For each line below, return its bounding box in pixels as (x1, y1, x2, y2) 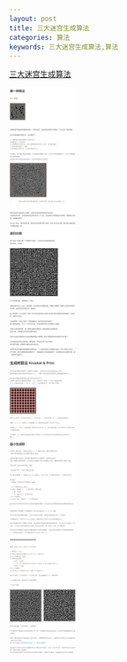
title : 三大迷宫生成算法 (9, 23, 90, 33)
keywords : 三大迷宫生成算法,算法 (9, 43, 119, 51)
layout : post (9, 14, 57, 23)
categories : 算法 (9, 33, 71, 42)
